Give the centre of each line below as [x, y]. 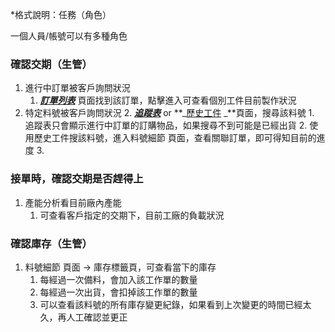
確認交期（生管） [51, 64]
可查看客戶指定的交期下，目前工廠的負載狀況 [132, 215]
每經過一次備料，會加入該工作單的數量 [118, 279]
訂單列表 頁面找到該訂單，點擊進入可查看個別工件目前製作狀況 [168, 100]
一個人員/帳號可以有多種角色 [69, 36]
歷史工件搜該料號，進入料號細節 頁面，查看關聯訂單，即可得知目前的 [175, 138]
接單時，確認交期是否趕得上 [77, 179]
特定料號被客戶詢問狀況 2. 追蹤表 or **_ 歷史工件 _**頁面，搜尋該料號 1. [169, 113]
